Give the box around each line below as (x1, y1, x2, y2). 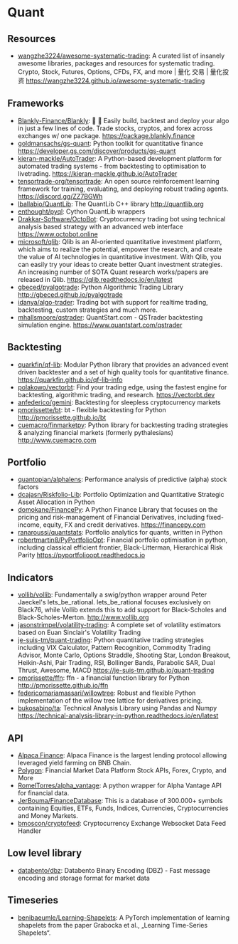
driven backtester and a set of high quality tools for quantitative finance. (17, 367, 229, 376)
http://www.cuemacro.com (17, 436, 97, 444)
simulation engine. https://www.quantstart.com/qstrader (17, 320, 183, 329)
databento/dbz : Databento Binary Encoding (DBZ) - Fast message (17, 866, 211, 874)
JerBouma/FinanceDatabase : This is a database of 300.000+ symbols (17, 797, 223, 805)
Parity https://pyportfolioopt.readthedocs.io (17, 551, 146, 560)
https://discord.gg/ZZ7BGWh (17, 192, 103, 200)
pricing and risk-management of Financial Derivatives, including (17, 513, 205, 522)
